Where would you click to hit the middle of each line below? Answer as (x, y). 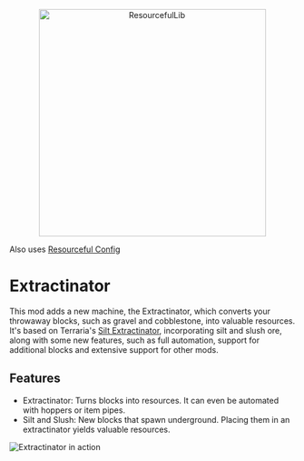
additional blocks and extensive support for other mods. (114, 349)
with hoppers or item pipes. (74, 410)
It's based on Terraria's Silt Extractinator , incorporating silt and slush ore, (146, 330)
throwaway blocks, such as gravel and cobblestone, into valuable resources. (152, 321)
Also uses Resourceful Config (65, 249)
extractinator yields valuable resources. (96, 429)
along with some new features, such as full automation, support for (135, 340)
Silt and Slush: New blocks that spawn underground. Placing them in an (156, 419)
